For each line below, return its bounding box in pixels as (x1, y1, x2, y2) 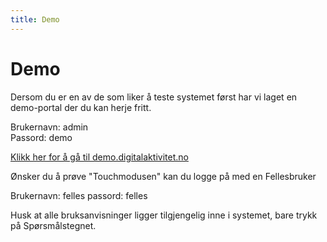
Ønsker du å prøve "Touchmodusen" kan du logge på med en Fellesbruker (10, 170, 317, 182)
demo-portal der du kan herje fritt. (10, 101, 152, 113)
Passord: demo (10, 131, 73, 143)
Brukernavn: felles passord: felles (10, 189, 148, 201)
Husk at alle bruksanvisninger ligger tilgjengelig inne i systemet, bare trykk (10, 209, 318, 221)
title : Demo (10, 14, 60, 25)
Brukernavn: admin (10, 121, 89, 133)
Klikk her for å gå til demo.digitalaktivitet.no (10, 151, 189, 163)
